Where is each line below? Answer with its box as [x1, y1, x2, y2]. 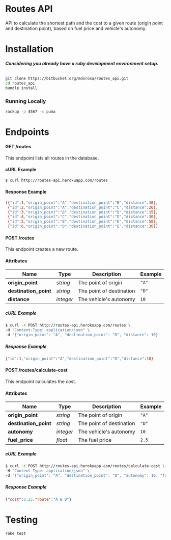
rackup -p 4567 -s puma [5, 109, 56, 115]
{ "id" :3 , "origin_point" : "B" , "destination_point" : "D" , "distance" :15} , [7, 209, 158, 214]
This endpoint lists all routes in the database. [5, 155, 99, 161]
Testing [5, 514, 38, 525]
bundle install [5, 86, 38, 91]
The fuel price [78, 437, 112, 444]
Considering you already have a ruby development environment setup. [5, 60, 159, 66]
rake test [5, 531, 26, 536]
